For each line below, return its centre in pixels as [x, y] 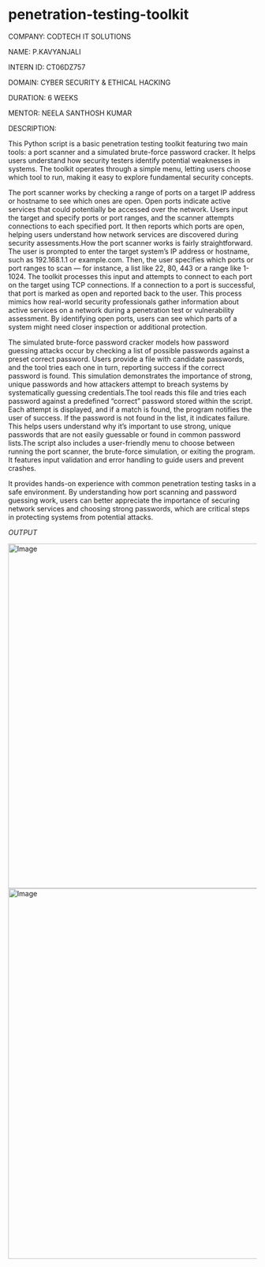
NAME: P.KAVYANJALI [45, 51]
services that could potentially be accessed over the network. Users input [128, 209]
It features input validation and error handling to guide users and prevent [126, 459]
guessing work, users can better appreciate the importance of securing [124, 500]
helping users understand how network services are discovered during [123, 234]
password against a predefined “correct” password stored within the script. [131, 401]
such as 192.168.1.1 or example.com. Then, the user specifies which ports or [131, 259]
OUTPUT [23, 532]
